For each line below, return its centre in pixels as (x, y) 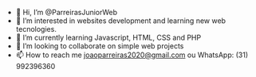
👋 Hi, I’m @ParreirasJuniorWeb (67, 12)
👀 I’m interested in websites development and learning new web (120, 21)
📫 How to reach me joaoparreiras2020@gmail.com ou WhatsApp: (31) (132, 55)
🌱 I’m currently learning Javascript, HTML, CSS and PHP (108, 37)
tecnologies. (36, 29)
